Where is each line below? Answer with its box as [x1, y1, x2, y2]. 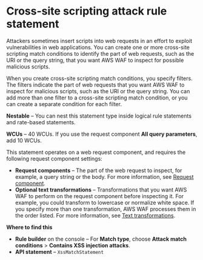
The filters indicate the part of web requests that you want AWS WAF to [6, 81, 185, 88]
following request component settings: [6, 155, 103, 162]
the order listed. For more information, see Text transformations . [15, 212, 176, 219]
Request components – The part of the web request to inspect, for [15, 167, 182, 174]
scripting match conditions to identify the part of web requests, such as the [6, 50, 195, 57]
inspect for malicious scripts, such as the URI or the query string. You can [6, 87, 190, 95]
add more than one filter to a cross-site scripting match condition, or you [6, 94, 188, 101]
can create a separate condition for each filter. [6, 100, 122, 107]
